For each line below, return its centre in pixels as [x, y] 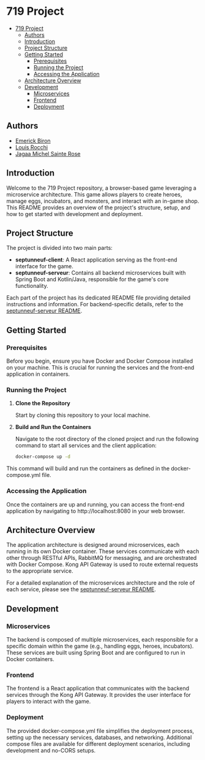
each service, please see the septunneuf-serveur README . [81, 589]
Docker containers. [30, 659]
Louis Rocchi [31, 147]
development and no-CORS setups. [51, 750]
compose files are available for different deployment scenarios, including [98, 743]
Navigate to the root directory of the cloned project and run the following [107, 439]
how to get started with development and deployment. [75, 214]
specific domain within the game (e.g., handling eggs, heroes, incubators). [100, 646]
